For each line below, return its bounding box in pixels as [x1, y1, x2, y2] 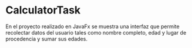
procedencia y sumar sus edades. [5, 35, 87, 42]
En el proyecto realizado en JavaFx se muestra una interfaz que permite [5, 23, 180, 30]
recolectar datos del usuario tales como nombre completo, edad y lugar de [5, 29, 187, 36]
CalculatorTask [5, 4, 81, 17]
